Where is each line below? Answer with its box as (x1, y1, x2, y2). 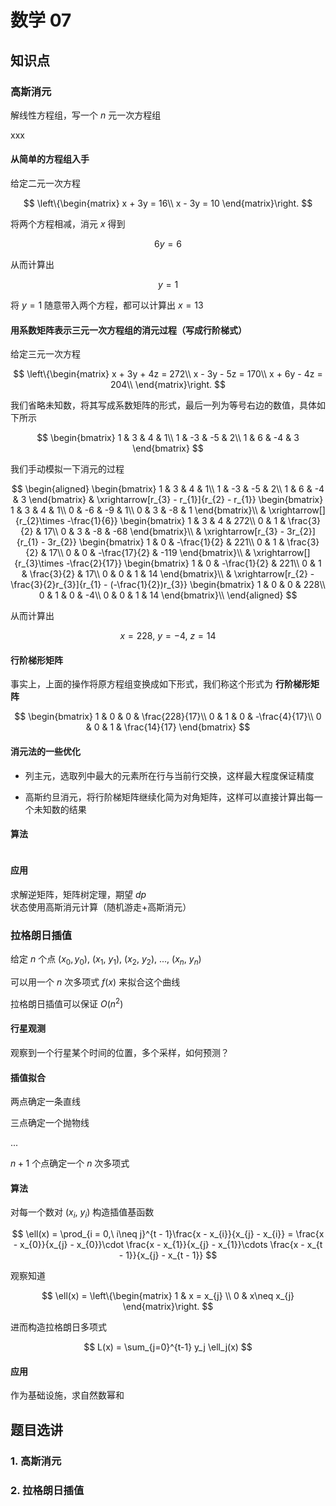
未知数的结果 (33, 803, 87, 815)
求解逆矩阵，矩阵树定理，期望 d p (10, 889, 147, 901)
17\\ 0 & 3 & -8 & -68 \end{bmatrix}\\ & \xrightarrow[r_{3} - (43, 526, 285, 538)
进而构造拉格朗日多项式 (10, 1321, 107, 1333)
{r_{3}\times (14, 557, 65, 570)
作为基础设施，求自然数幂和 (10, 1389, 125, 1401)
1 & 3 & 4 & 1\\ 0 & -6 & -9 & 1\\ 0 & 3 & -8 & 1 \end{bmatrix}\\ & (10, 504, 267, 516)
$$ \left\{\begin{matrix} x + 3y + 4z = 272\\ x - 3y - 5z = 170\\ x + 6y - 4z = (13, 368, 323, 380)
